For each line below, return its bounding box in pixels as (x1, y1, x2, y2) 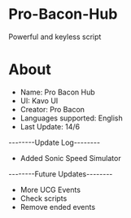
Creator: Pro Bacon (20, 104, 85, 114)
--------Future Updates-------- (8, 168, 113, 179)
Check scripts (20, 193, 68, 203)
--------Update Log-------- (8, 137, 100, 147)
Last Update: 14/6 (20, 121, 80, 131)
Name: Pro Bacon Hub (20, 87, 95, 97)
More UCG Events (20, 185, 81, 194)
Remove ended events (20, 202, 96, 211)
